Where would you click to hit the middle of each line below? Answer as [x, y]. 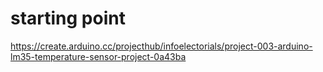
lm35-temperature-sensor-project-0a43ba [98, 56]
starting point [68, 18]
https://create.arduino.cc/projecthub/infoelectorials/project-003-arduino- [161, 46]
